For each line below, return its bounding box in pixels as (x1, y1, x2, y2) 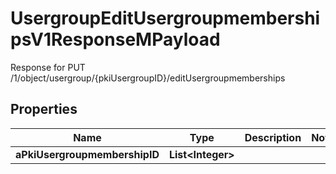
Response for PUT (10, 61, 86, 73)
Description (244, 130, 302, 144)
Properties (10, 101, 78, 118)
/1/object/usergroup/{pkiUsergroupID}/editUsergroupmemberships (10, 72, 286, 84)
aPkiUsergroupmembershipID (15, 147, 160, 161)
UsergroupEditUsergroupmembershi (10, 7, 321, 30)
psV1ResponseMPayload (10, 28, 221, 51)
